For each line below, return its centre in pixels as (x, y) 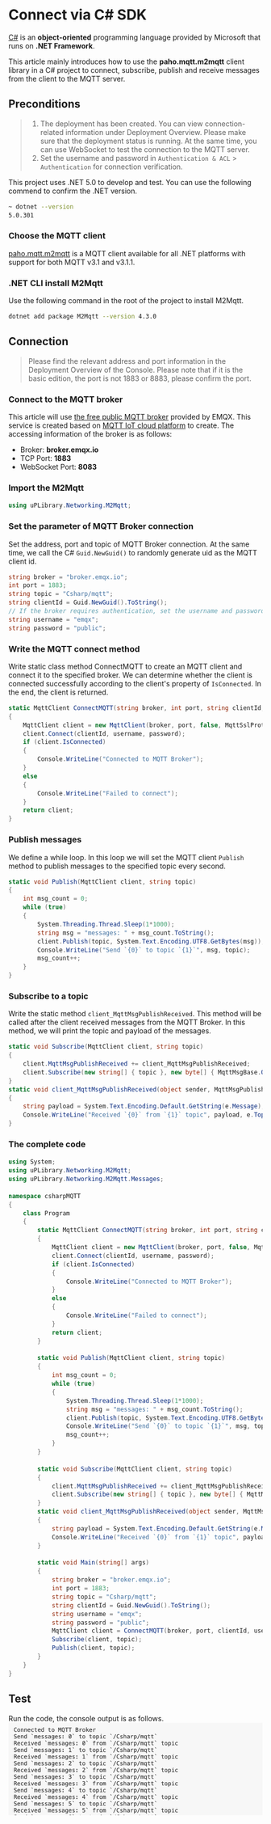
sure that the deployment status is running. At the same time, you (148, 141)
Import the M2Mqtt (46, 488)
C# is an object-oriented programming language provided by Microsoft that (134, 37)
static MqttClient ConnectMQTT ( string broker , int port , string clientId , (137, 708)
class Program (46, 1213)
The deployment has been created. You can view (121, 124)
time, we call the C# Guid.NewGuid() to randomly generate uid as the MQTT (133, 552)
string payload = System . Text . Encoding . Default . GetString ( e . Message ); (144, 1106)
